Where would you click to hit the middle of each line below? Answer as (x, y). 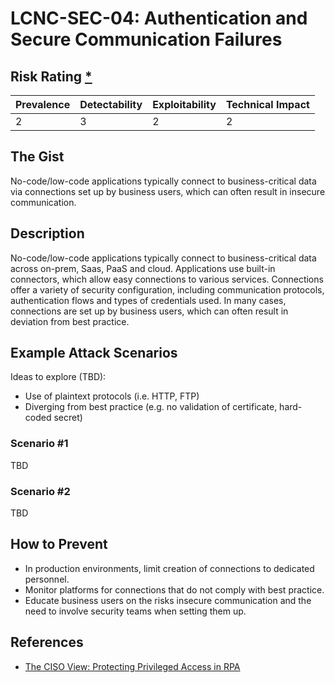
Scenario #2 (40, 491)
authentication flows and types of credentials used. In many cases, (148, 300)
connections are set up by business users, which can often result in (149, 311)
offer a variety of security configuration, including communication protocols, (167, 289)
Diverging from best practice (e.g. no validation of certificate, (151, 407)
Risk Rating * (51, 76)
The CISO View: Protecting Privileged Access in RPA (132, 666)
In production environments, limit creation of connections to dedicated (169, 568)
